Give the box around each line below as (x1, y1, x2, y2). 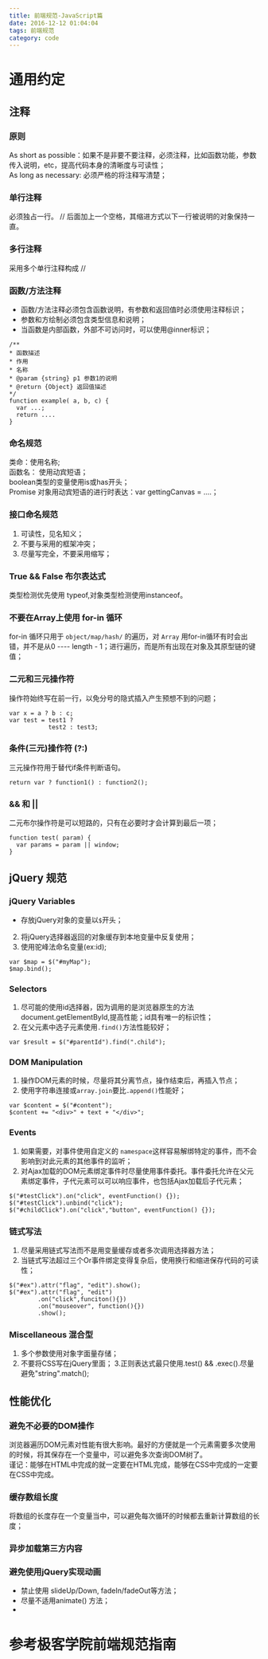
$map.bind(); (9, 965, 52, 973)
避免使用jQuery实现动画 (9, 1567, 102, 1578)
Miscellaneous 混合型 (9, 1329, 94, 1340)
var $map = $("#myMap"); (9, 957, 91, 965)
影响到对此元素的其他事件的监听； (20, 1156, 133, 1166)
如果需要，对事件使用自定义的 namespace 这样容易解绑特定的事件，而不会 (20, 1146, 258, 1156)
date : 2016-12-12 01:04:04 (9, 19, 99, 27)
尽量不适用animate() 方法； (20, 1596, 111, 1606)
